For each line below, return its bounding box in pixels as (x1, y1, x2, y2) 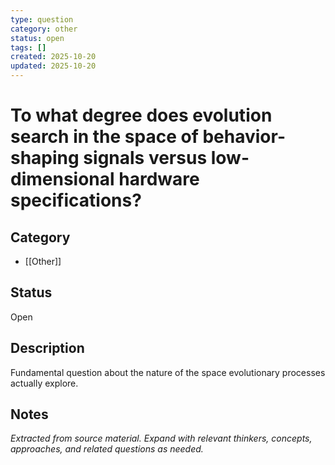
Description (10, 340, 85, 357)
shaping (10, 147, 80, 170)
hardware (118, 168, 200, 191)
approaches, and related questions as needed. (10, 443, 204, 455)
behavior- (202, 126, 287, 148)
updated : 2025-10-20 (10, 61, 97, 71)
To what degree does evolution (10, 104, 273, 127)
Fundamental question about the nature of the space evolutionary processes (10, 366, 326, 378)
